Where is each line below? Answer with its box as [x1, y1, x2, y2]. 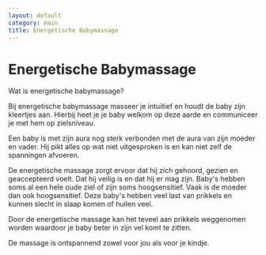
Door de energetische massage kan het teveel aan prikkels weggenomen [8, 215, 246, 224]
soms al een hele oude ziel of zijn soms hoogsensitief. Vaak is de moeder [8, 182, 247, 192]
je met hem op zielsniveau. [8, 118, 96, 128]
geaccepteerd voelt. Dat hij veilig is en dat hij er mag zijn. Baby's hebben [8, 174, 245, 184]
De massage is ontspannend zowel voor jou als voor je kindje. [8, 238, 210, 248]
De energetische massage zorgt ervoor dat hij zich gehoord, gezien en [8, 166, 239, 175]
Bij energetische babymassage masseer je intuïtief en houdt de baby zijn [8, 102, 245, 111]
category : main [8, 19, 59, 27]
